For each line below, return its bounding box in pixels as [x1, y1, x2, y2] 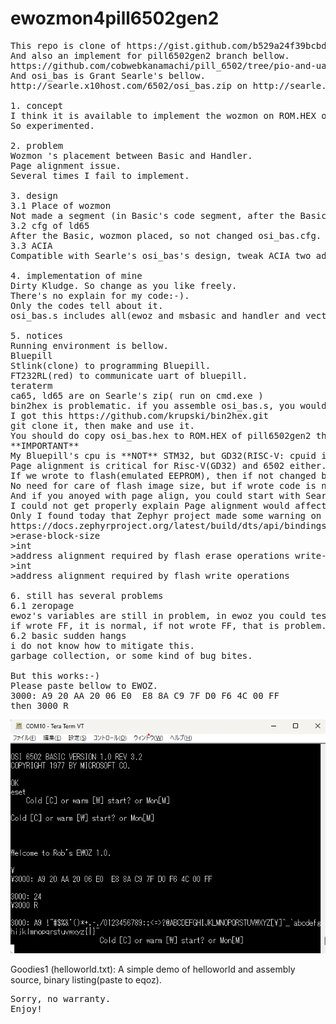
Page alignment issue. [10, 160, 122, 171]
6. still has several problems [10, 590, 164, 601]
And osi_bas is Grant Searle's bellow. [10, 70, 206, 81]
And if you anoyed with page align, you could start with [10, 490, 301, 501]
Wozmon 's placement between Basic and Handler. [10, 150, 253, 161]
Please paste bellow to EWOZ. [10, 680, 159, 691]
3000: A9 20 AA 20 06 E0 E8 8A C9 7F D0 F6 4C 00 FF [10, 690, 280, 701]
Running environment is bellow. [10, 340, 169, 351]
